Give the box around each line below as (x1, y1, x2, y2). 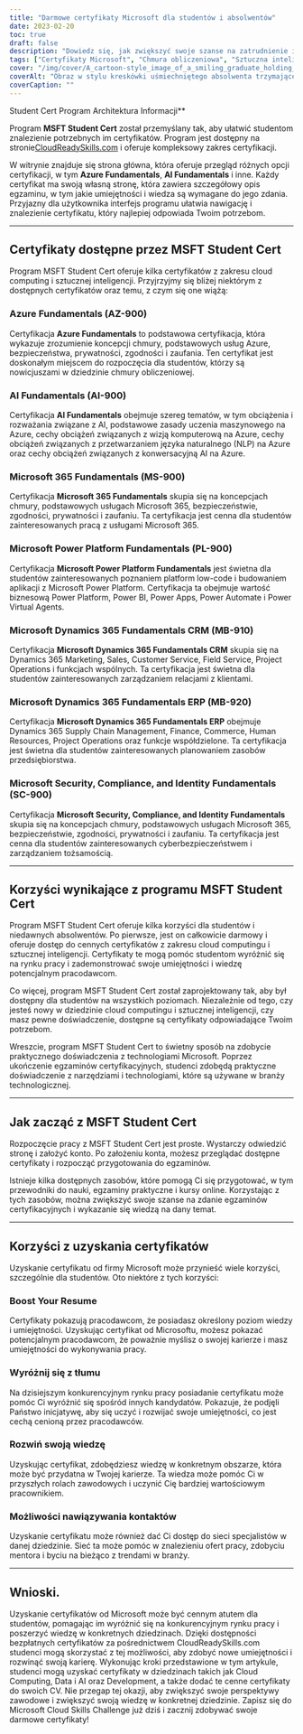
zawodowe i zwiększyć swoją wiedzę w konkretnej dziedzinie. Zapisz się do (9, 1694, 292, 1705)
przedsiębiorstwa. (9, 755, 77, 766)
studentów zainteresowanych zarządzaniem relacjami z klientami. (9, 673, 253, 684)
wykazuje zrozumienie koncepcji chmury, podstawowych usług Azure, (9, 338, 271, 349)
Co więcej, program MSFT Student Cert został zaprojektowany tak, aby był (9, 985, 287, 996)
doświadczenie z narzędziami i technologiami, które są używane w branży (9, 1070, 286, 1081)
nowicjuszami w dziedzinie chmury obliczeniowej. (9, 367, 196, 378)
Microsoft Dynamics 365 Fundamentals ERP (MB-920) (9, 695, 252, 708)
